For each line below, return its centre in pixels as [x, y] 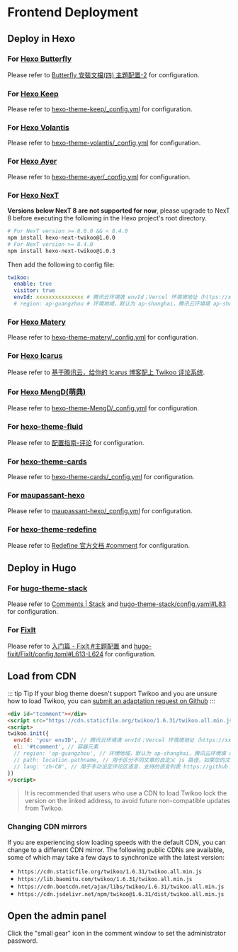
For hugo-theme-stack [47, 588]
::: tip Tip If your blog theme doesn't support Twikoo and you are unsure [112, 693]
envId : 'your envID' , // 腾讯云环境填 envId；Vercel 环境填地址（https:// [119, 740]
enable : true [33, 284]
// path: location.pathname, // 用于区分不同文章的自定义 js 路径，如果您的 [119, 760]
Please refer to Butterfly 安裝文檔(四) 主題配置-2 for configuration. [103, 74]
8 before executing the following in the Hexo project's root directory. [107, 218]
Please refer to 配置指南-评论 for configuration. [76, 443]
